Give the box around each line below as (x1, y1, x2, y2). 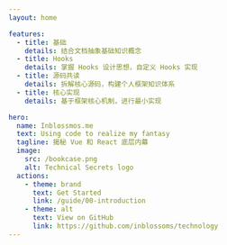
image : (16, 146, 41, 156)
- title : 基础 (16, 38, 67, 47)
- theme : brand (24, 179, 82, 189)
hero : (8, 113, 29, 122)
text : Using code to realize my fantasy (16, 130, 170, 139)
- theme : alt (24, 204, 74, 214)
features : (8, 29, 46, 39)
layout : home (8, 13, 58, 23)
